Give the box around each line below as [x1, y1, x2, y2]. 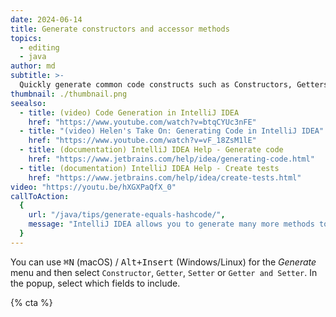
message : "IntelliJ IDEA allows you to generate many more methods [28, 219, 315, 230]
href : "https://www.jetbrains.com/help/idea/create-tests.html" [28, 172, 302, 183]
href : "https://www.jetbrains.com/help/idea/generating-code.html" [28, 154, 315, 164]
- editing [19, 42, 60, 53]
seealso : [10, 98, 47, 108]
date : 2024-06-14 [10, 14, 83, 25]
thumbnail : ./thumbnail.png [10, 89, 128, 99]
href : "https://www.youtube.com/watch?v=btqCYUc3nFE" [28, 117, 257, 127]
